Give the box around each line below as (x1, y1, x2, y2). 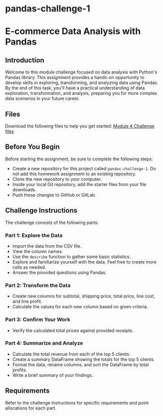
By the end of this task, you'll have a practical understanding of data (5, 85, 145, 91)
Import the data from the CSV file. (12, 243, 82, 249)
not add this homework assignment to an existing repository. (12, 171, 137, 177)
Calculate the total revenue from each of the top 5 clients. (12, 351, 131, 357)
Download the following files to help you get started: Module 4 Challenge (5, 123, 155, 129)
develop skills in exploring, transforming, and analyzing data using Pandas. (5, 80, 159, 86)
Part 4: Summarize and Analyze (5, 340, 83, 347)
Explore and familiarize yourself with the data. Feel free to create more (12, 259, 157, 265)
